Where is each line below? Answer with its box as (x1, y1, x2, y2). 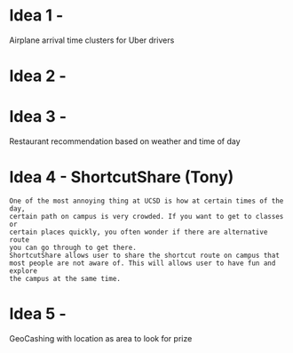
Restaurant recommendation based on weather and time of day (9, 136, 242, 147)
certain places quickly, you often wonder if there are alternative (9, 228, 268, 237)
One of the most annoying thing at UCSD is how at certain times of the (9, 197, 284, 205)
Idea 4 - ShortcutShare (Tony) (9, 167, 234, 188)
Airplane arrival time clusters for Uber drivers (9, 35, 175, 45)
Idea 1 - (9, 5, 64, 26)
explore (9, 267, 38, 276)
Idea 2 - (9, 66, 67, 86)
